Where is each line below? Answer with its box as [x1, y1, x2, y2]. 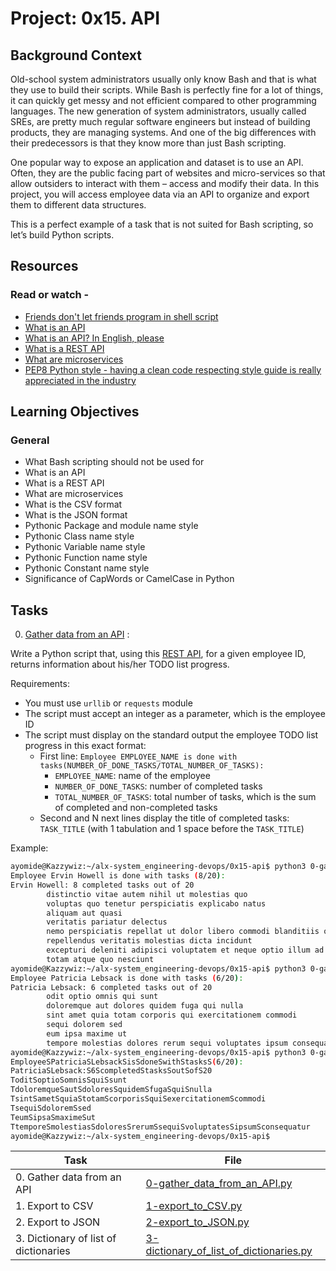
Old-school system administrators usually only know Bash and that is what [10, 73, 317, 85]
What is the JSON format [24, 509, 128, 521]
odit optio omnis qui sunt [46, 992, 159, 1002]
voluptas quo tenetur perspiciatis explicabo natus [46, 898, 267, 909]
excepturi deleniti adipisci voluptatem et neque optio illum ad [46, 945, 325, 956]
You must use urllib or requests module [24, 697, 193, 709]
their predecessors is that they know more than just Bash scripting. [10, 137, 287, 149]
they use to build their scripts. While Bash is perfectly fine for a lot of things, [10, 84, 324, 96]
